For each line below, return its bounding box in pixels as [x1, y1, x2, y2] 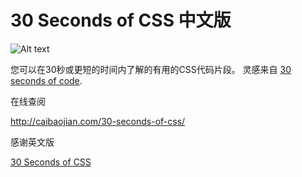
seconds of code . [10, 74, 83, 86]
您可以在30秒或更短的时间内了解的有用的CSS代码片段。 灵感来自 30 [10, 63, 292, 75]
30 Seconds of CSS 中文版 [10, 9, 232, 32]
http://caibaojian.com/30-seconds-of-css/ [10, 115, 186, 127]
